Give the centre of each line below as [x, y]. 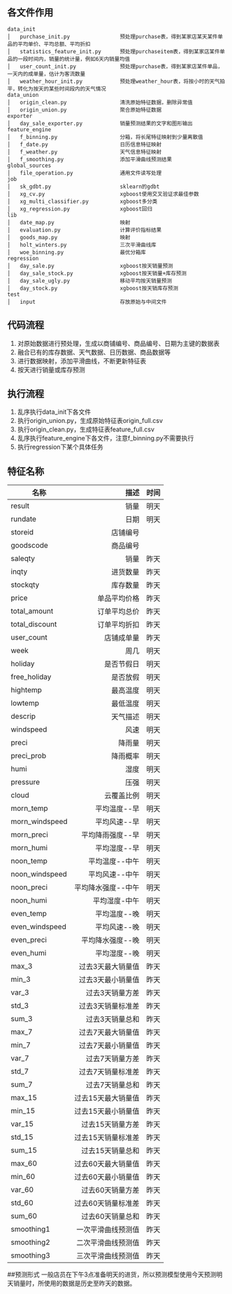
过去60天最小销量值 [107, 1177]
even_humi [29, 953]
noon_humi [29, 901]
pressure [26, 782]
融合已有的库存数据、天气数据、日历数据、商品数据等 [94, 352]
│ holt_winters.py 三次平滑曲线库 [82, 245]
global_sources [29, 166]
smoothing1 [30, 1229]
